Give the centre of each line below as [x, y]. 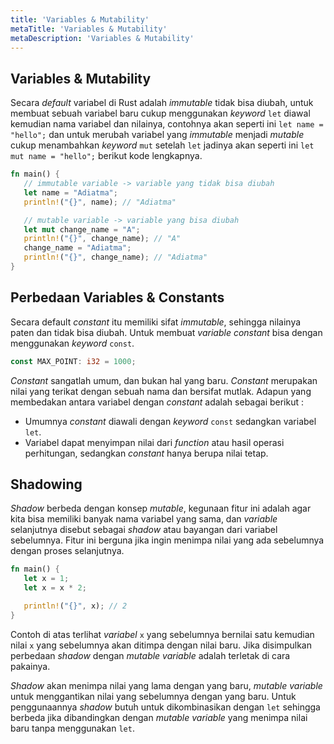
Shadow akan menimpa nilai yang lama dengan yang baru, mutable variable [166, 685]
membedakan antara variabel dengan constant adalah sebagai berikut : [157, 402]
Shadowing [46, 484]
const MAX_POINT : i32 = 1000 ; [73, 361]
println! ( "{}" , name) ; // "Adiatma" [100, 202]
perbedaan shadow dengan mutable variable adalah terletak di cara [150, 655]
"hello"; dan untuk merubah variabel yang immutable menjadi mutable [157, 135]
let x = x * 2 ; [55, 588]
